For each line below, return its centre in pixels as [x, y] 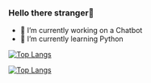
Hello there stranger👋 [51, 13]
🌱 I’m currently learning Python [71, 39]
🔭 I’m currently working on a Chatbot [81, 31]
